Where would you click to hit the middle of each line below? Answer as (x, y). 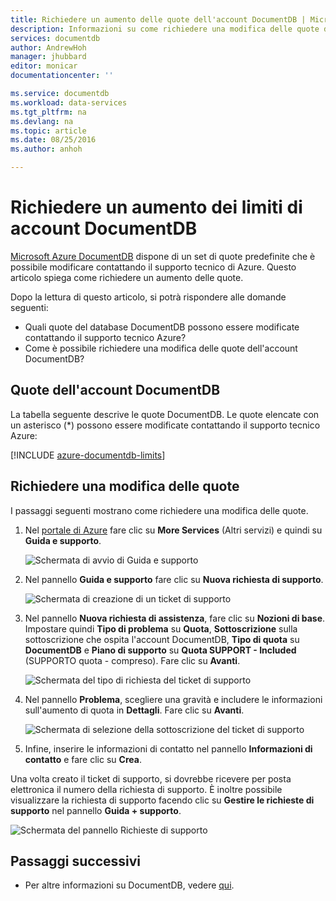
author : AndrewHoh (48, 47)
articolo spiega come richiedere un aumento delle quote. (127, 277)
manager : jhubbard (48, 57)
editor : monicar (44, 66)
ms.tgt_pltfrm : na (48, 112)
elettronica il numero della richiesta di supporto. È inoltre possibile (146, 789)
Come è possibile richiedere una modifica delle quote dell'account (161, 348)
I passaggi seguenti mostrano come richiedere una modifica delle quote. (159, 510)
